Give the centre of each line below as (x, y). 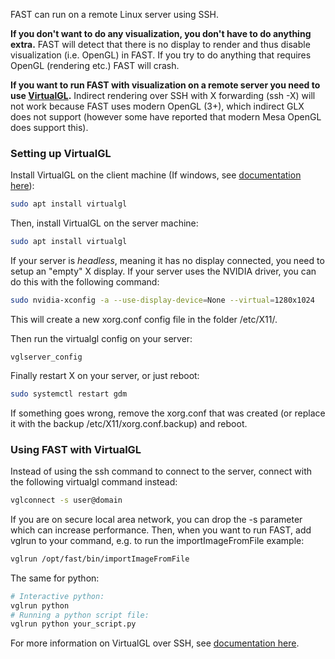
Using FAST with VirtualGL (76, 449)
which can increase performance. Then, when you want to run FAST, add (161, 530)
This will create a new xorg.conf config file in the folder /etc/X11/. (144, 319)
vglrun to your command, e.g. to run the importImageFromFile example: (157, 540)
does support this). (49, 127)
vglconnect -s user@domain (66, 500)
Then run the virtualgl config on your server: (101, 338)
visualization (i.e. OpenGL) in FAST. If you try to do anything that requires (161, 55)
